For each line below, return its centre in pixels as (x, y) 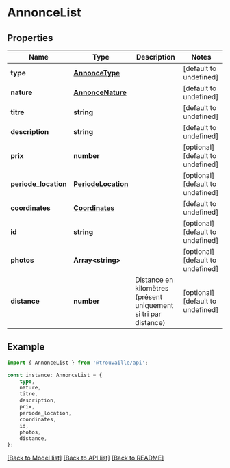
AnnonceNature (100, 92)
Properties (30, 38)
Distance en (154, 280)
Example (26, 347)
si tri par (148, 314)
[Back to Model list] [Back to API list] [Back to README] (86, 458)
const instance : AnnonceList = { (55, 375)
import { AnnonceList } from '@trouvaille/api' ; (78, 363)
